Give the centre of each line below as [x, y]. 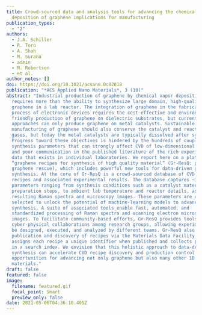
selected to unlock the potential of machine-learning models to [95, 202]
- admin [21, 62]
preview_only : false [37, 298]
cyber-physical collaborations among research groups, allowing [94, 225]
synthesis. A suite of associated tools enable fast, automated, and [100, 208]
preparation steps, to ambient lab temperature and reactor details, [100, 191]
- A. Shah [24, 51]
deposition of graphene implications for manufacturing [83, 17]
